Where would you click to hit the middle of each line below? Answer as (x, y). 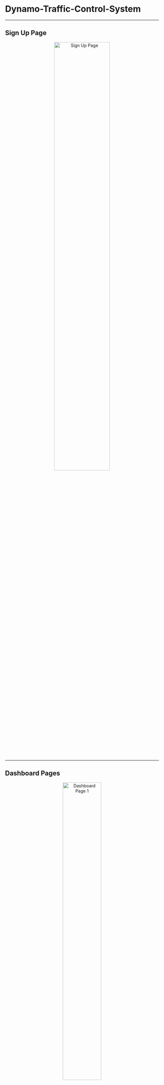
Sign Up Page (26, 33)
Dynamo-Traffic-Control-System (73, 9)
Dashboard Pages (33, 773)
